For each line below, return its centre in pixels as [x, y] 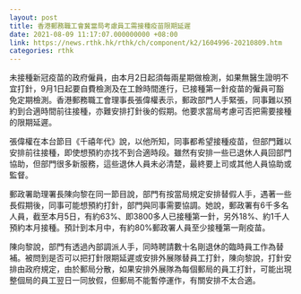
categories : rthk [42, 51]
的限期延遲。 [33, 123]
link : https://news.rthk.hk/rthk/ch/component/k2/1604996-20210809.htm [146, 43]
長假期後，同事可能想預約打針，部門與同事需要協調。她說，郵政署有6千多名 [149, 205]
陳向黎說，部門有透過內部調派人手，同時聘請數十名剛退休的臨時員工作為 [142, 246]
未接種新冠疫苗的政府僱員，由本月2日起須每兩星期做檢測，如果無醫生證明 [145, 78]
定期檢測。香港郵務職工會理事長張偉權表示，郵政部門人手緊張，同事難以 [150, 100]
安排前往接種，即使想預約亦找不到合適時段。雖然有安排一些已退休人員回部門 [150, 152]
